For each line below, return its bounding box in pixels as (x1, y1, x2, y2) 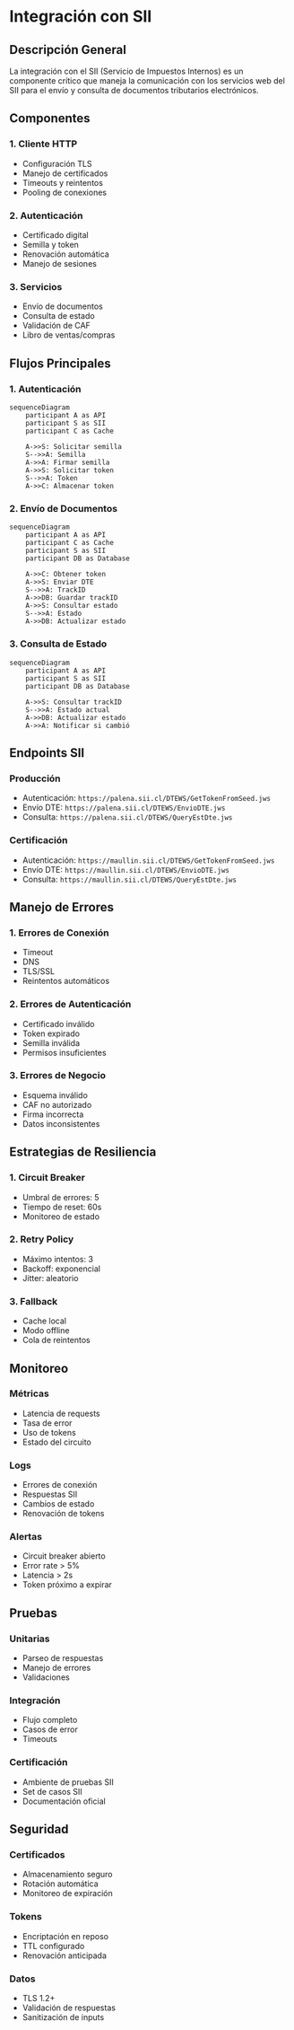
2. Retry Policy (9, 1233, 74, 1245)
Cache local (22, 1315, 67, 1326)
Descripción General (9, 42, 127, 57)
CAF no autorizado (22, 1099, 92, 1110)
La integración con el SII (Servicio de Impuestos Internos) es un (9, 66, 244, 76)
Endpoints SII (9, 745, 85, 760)
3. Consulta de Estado (9, 637, 108, 650)
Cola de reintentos (22, 1335, 91, 1346)
